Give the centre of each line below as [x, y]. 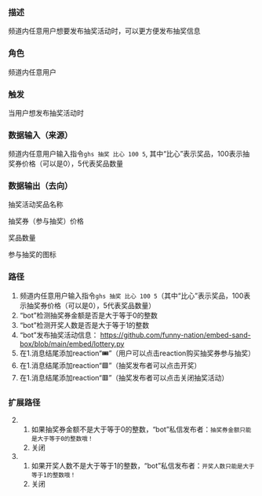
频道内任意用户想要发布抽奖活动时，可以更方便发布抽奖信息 [104, 31]
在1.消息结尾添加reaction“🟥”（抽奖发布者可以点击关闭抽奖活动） [124, 377]
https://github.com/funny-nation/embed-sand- [175, 335]
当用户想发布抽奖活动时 [46, 112]
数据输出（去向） [40, 186]
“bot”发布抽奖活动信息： [59, 335]
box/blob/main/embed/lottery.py [72, 344]
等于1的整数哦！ [53, 476]
